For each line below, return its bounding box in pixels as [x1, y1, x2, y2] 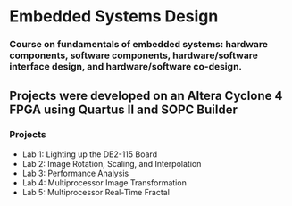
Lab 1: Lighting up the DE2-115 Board [21, 149, 158, 160]
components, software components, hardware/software [9, 49, 259, 62]
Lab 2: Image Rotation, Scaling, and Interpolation [21, 158, 202, 169]
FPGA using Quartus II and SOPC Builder [9, 102, 238, 117]
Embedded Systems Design [9, 6, 219, 27]
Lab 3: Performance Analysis [21, 168, 129, 178]
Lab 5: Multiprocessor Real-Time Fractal [21, 186, 170, 197]
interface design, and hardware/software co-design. [9, 61, 243, 73]
